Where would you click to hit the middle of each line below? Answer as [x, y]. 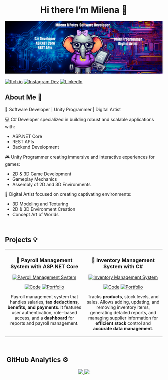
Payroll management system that [44, 297]
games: [13, 164]
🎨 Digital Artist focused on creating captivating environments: [68, 194]
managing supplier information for [123, 318]
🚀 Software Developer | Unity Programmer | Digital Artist [63, 109]
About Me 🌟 [24, 98]
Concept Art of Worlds [35, 214]
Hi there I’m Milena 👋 [84, 10]
